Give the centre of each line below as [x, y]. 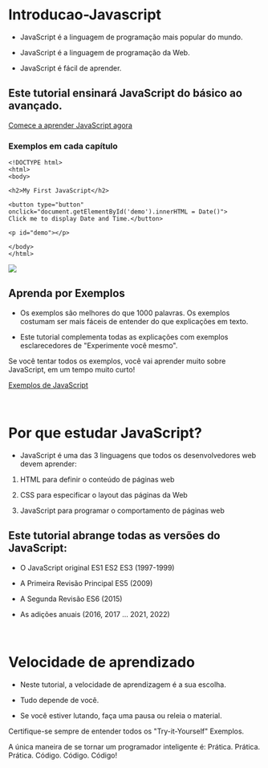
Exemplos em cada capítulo [63, 146]
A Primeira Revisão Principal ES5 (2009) [86, 583]
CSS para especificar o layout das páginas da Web [104, 494]
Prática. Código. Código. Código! [63, 755]
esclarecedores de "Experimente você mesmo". [99, 345]
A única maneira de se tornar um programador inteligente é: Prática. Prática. [134, 746]
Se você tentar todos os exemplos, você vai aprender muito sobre [117, 361]
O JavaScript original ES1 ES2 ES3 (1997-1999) [97, 567]
